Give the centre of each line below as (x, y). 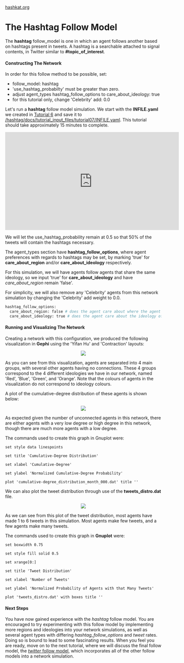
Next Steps (17, 608)
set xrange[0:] (21, 562)
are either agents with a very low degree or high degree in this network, (78, 423)
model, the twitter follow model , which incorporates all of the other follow (80, 651)
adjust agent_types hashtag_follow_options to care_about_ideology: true (86, 95)
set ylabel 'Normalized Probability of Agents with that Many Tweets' (80, 588)
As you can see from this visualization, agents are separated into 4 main (79, 362)
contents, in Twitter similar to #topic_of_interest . (55, 51)
